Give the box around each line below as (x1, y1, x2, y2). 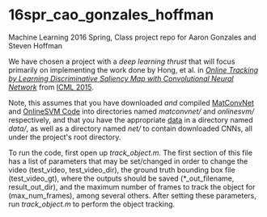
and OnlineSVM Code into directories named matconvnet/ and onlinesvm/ (8, 106, 255, 116)
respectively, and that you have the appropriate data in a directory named (8, 115, 253, 124)
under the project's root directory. (8, 131, 121, 142)
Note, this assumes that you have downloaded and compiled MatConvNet (8, 98, 255, 107)
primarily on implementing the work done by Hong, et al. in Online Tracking (8, 65, 259, 74)
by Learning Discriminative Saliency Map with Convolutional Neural (8, 73, 234, 83)
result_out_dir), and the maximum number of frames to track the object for (8, 182, 256, 191)
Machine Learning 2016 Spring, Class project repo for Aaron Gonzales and (8, 32, 256, 42)
